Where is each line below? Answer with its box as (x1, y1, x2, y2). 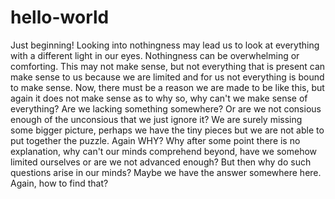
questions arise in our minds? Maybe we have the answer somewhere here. (10, 166, 322, 178)
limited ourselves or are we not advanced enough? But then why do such (10, 156, 312, 168)
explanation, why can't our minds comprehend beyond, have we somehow (10, 145, 318, 157)
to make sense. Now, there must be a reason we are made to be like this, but (10, 81, 325, 93)
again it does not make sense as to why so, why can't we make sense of (10, 92, 308, 104)
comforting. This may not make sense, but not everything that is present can (10, 60, 326, 72)
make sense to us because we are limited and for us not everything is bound (10, 71, 325, 83)
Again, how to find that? (10, 177, 109, 189)
